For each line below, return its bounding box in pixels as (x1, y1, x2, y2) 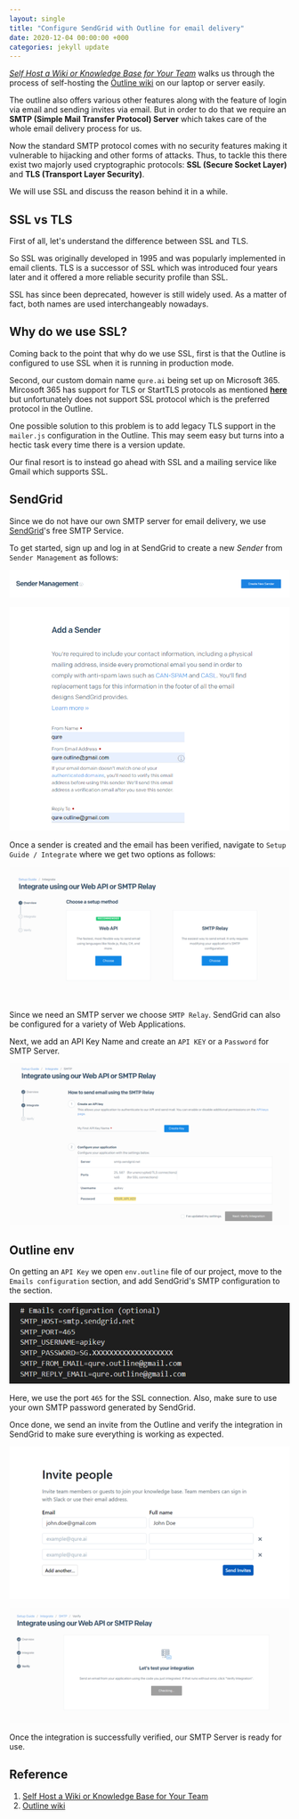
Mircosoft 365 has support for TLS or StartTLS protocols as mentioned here (9, 384, 287, 395)
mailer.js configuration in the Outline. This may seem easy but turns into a (9, 430, 285, 440)
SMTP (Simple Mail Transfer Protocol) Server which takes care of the (9, 114, 267, 125)
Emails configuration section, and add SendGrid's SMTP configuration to (9, 1275, 280, 1287)
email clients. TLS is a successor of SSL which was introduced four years (9, 263, 279, 274)
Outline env (9, 1243, 75, 1258)
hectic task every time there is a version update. (9, 439, 186, 450)
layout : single (9, 14, 66, 23)
